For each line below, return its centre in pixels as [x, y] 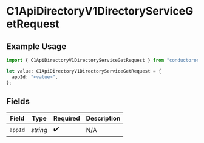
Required [66, 118]
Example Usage [36, 46]
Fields [18, 101]
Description [103, 118]
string [39, 130]
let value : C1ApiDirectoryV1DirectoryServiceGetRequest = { [84, 71]
